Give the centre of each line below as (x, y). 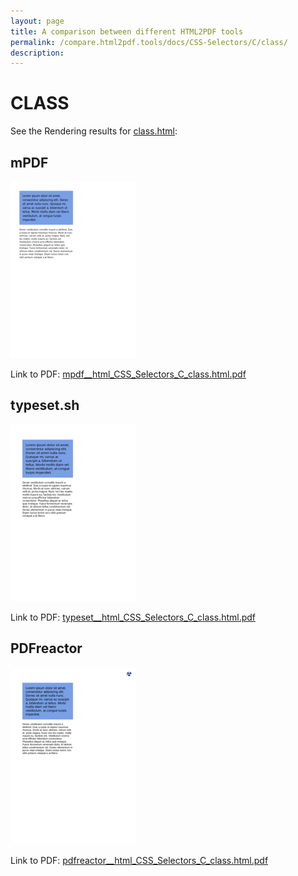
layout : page (37, 21)
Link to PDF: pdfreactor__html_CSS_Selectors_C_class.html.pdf (139, 860)
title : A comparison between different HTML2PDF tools (127, 31)
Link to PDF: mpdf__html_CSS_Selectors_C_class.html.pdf (128, 374)
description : (37, 53)
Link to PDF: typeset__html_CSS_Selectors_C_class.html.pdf (133, 617)
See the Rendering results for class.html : (94, 131)
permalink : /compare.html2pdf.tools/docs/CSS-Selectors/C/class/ (149, 42)
